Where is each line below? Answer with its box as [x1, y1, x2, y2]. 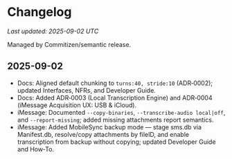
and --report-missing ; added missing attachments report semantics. [17, 115, 214, 124]
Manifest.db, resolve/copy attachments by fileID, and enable [17, 130, 189, 138]
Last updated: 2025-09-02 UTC [7, 27, 99, 35]
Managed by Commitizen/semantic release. [7, 40, 132, 48]
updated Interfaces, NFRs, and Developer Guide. [17, 86, 156, 94]
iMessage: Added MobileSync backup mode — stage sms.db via [17, 122, 202, 131]
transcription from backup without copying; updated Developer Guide [17, 138, 216, 146]
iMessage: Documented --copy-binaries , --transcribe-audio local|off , [17, 108, 226, 116]
